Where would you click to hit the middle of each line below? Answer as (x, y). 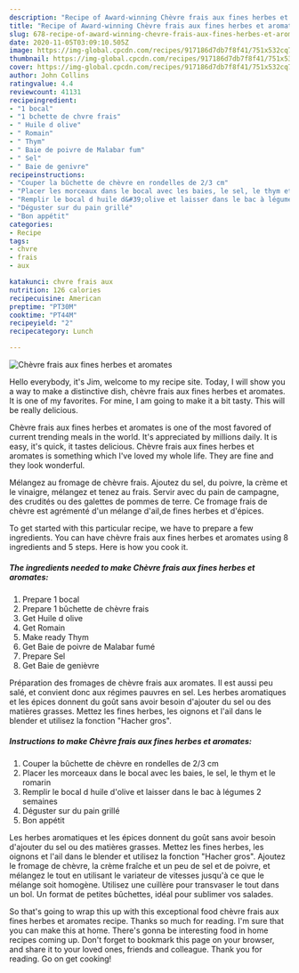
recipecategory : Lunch (51, 332)
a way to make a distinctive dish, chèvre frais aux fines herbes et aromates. (148, 391)
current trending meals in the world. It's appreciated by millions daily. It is (143, 437)
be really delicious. (44, 410)
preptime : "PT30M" (43, 307)
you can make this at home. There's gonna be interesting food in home (139, 930)
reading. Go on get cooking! (61, 959)
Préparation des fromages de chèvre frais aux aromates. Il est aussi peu (141, 683)
